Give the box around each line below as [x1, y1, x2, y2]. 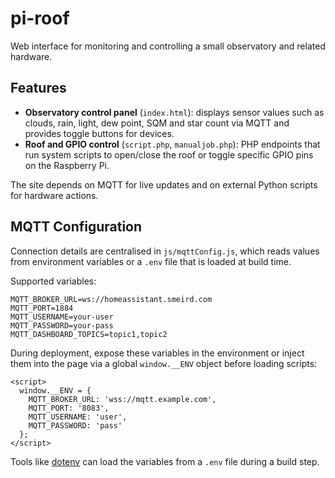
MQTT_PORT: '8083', [28, 403, 110, 413]
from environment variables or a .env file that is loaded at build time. [10, 255, 292, 267]
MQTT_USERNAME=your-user [10, 312, 114, 322]
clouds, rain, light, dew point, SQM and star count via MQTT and [24, 117, 290, 129]
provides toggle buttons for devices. [24, 127, 175, 139]
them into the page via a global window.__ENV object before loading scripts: [10, 357, 318, 369]
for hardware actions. [10, 189, 99, 201]
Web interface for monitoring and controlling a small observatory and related [10, 40, 326, 52]
